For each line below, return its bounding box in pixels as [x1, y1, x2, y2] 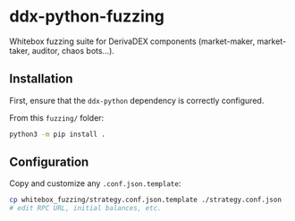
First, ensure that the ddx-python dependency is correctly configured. [9, 95, 265, 106]
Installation [9, 72, 73, 87]
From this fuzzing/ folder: [9, 112, 105, 123]
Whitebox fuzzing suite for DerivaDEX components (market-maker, [9, 36, 256, 47]
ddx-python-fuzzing [9, 6, 165, 27]
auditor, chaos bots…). [31, 45, 114, 55]
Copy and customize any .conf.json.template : [9, 178, 181, 189]
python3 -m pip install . [9, 130, 105, 139]
